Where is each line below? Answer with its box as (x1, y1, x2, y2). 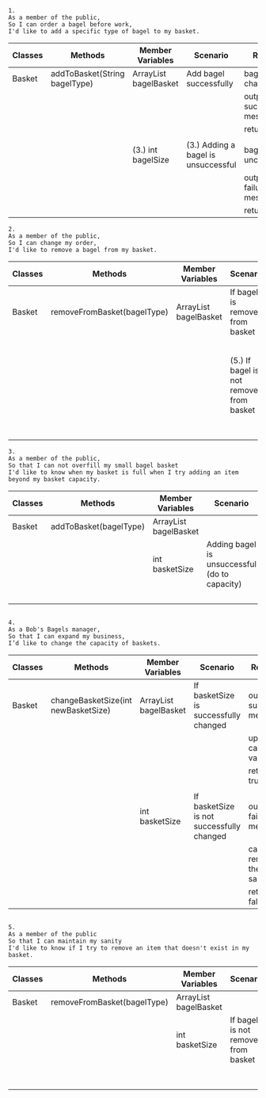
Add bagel (185, 68, 225, 78)
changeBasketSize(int (50, 695, 132, 706)
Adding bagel (206, 539, 256, 549)
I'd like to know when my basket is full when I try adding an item (8, 469, 239, 476)
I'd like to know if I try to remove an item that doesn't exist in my (8, 944, 249, 952)
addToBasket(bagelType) (50, 521, 145, 532)
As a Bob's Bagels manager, (8, 626, 101, 633)
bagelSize (132, 155, 170, 165)
